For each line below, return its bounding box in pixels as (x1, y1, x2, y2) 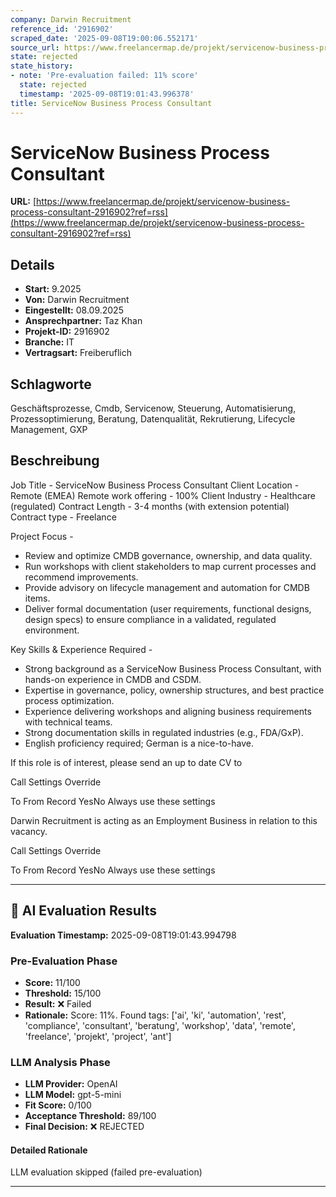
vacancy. (10, 825, 48, 837)
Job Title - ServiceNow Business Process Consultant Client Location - (10, 479, 300, 491)
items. (24, 592, 51, 604)
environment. (24, 624, 80, 636)
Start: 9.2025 (24, 283, 82, 295)
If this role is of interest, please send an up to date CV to (10, 756, 243, 768)
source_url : (10, 42, 60, 53)
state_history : (10, 61, 74, 71)
